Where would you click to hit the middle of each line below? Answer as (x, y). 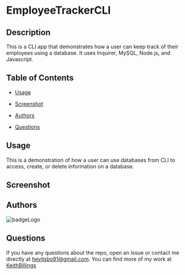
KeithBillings (21, 265)
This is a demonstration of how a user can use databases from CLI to (91, 160)
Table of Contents (40, 78)
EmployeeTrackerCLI (59, 10)
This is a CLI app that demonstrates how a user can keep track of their (92, 46)
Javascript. (20, 59)
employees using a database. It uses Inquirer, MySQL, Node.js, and (88, 53)
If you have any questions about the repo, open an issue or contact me (93, 252)
